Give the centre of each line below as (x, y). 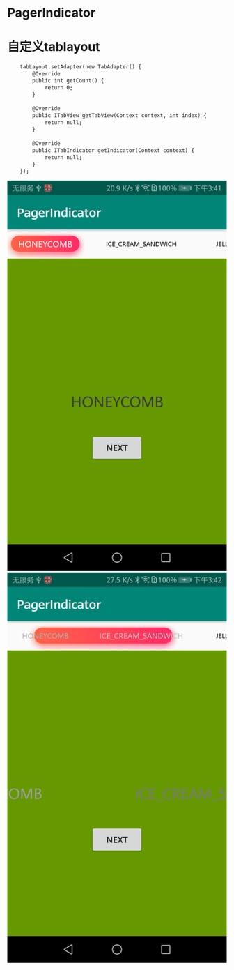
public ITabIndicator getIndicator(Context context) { (114, 151)
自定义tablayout (54, 47)
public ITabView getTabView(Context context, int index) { (120, 116)
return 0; (58, 88)
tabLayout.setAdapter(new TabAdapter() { (80, 67)
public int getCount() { (68, 81)
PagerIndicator (52, 13)
